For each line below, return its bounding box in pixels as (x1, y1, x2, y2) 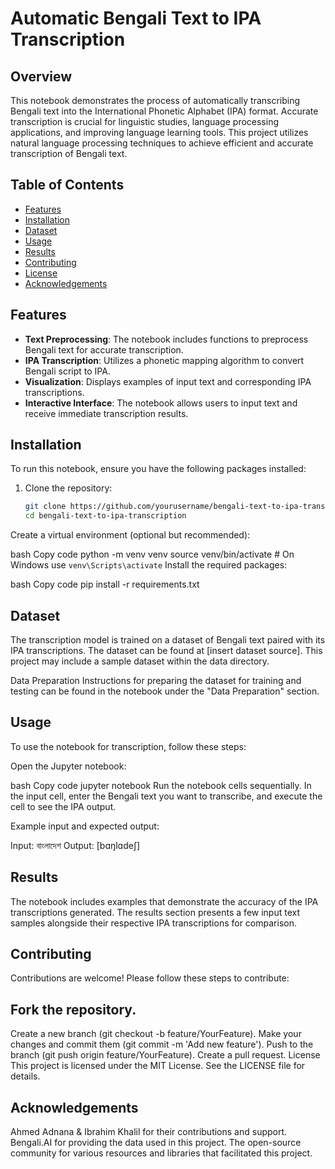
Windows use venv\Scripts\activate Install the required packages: (10, 559, 288, 571)
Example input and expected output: (10, 820, 160, 832)
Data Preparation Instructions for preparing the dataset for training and (10, 675, 302, 686)
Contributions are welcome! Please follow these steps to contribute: (10, 972, 290, 984)
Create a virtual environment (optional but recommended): (10, 529, 251, 541)
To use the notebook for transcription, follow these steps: (10, 740, 247, 752)
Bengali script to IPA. (24, 365, 111, 377)
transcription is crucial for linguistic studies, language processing (10, 116, 279, 127)
